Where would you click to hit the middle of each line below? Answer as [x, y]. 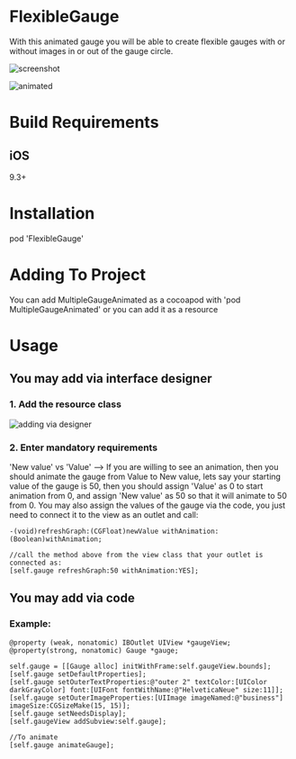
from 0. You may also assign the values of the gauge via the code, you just [148, 505]
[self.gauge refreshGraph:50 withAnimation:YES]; [104, 570]
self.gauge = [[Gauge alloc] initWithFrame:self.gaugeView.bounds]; [140, 666]
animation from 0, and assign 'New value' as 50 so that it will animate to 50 [148, 495]
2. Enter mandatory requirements [84, 447]
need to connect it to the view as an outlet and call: [104, 514]
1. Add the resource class [65, 404]
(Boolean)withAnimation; [56, 539]
